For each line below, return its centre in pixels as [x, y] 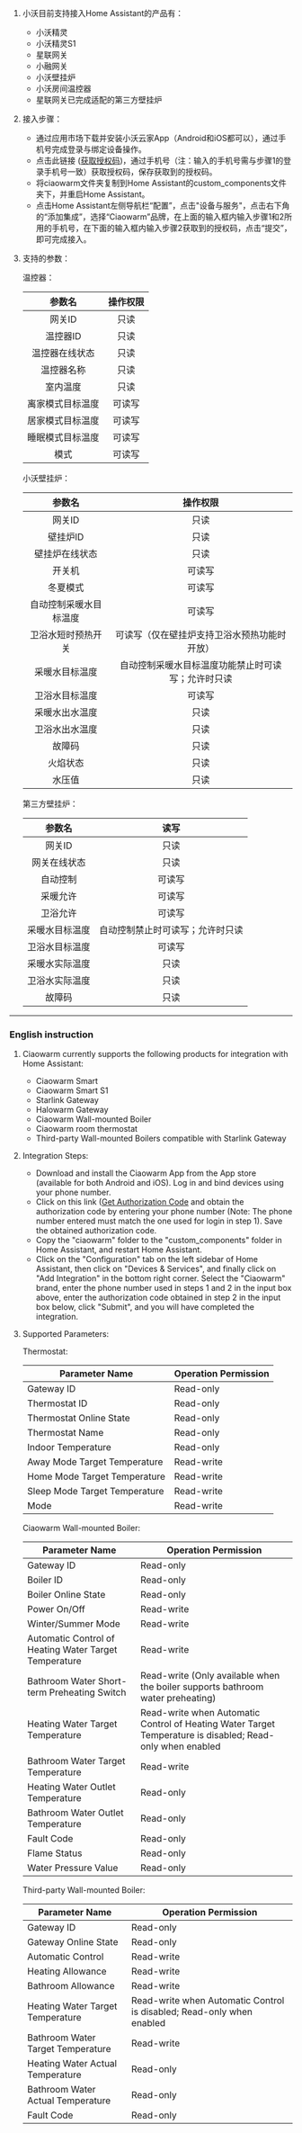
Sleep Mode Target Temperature [95, 1492]
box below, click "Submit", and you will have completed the [145, 1307]
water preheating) [178, 1698]
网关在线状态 [58, 862]
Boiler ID [45, 1580]
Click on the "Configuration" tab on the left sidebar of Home [147, 1259]
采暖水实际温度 [58, 963]
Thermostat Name [65, 1433]
